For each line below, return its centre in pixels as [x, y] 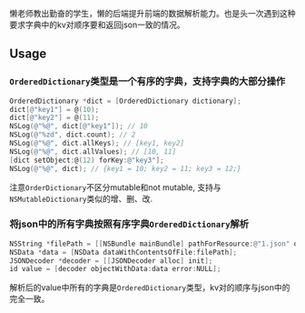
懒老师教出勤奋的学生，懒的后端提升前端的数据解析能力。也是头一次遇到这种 [152, 13]
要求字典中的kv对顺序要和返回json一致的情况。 [97, 25]
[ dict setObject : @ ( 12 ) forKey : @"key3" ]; [87, 160]
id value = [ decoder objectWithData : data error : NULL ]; [115, 269]
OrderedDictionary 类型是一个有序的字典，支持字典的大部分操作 [148, 82]
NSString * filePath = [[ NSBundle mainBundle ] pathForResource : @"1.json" [150, 244]
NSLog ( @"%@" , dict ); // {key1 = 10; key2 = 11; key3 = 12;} [126, 168]
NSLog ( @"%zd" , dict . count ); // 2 [73, 135]
